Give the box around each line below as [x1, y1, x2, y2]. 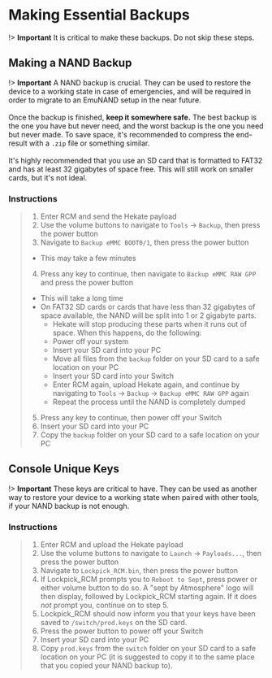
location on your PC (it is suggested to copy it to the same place [40, 652, 255, 662]
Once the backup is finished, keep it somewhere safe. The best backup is [8, 112, 257, 122]
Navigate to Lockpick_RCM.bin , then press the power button [40, 566, 238, 576]
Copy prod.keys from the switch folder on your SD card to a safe [40, 644, 257, 654]
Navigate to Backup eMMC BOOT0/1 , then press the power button [40, 237, 249, 247]
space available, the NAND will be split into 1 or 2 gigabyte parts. [40, 311, 257, 320]
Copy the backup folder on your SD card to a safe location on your [40, 430, 260, 440]
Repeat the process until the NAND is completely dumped [52, 397, 246, 407]
